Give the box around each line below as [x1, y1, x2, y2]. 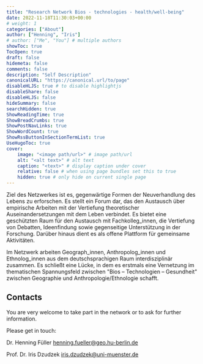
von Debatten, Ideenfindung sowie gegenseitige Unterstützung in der [6, 224, 181, 230]
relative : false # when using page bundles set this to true [17, 169, 176, 175]
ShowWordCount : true [6, 129, 59, 135]
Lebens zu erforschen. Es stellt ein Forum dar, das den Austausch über [6, 197, 185, 205]
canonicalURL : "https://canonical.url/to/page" [6, 77, 130, 83]
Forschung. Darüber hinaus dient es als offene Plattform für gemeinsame [6, 230, 190, 237]
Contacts [6, 292, 43, 303]
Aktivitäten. [6, 237, 35, 244]
